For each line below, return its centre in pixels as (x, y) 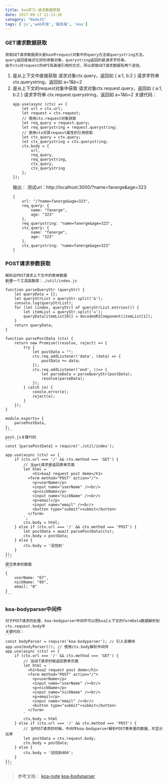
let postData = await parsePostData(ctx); (69, 531)
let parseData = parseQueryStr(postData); (87, 374)
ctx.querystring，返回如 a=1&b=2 (47, 82)
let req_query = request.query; (56, 123)
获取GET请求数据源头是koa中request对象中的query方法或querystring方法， (76, 55)
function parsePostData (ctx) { (39, 338)
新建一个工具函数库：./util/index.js (41, 281)
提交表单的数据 (18, 564)
